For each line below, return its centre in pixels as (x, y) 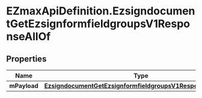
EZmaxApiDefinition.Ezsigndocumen (101, 11)
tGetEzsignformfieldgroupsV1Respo (98, 24)
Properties (26, 59)
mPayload (24, 86)
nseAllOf (29, 37)
